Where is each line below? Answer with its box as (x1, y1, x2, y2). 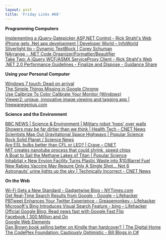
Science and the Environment (5, 111, 67, 117)
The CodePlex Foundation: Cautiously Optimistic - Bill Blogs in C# (5, 229, 139, 235)
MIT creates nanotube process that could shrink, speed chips (5, 147, 131, 153)
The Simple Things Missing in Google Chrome (5, 86, 99, 92)
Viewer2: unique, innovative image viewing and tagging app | (5, 96, 130, 102)
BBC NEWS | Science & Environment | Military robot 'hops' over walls (5, 121, 146, 127)
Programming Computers (5, 25, 58, 31)
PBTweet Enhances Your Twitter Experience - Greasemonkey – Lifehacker (5, 197, 156, 203)
